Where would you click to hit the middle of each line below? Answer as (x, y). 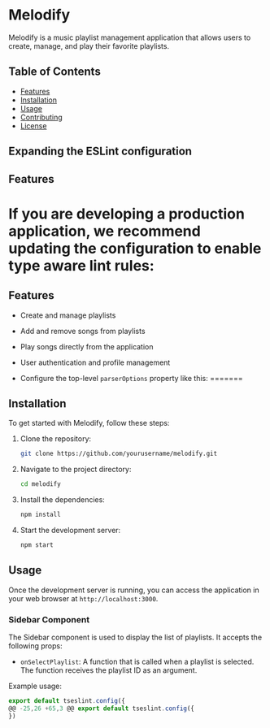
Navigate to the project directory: (76, 470)
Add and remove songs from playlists (83, 331)
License (33, 126)
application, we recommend (105, 231)
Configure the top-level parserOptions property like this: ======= (132, 378)
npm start (37, 545)
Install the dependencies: (63, 500)
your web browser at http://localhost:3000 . (83, 598)
